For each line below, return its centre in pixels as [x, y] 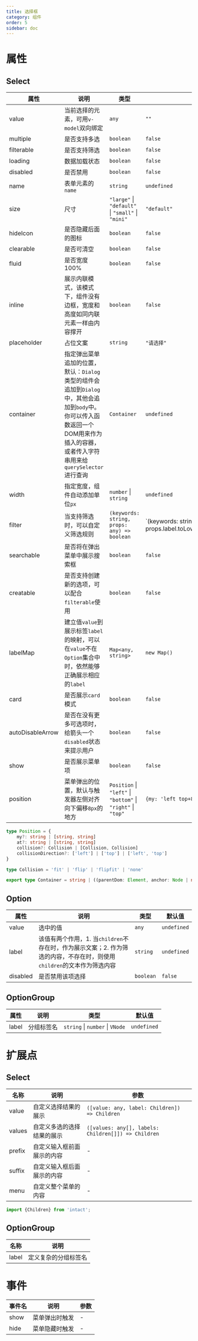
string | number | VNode [94, 1027]
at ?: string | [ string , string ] [56, 842]
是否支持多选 [82, 139]
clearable [22, 249]
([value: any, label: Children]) [133, 1108]
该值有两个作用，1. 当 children [80, 939]
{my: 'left [160, 799]
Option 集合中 [82, 658]
